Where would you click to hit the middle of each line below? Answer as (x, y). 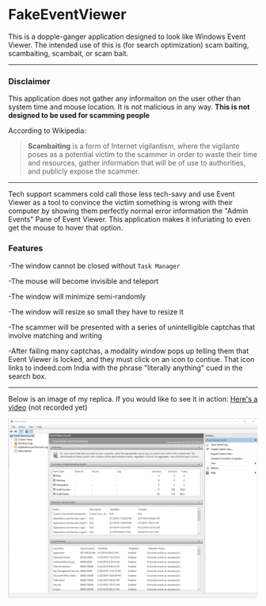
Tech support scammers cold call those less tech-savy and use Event (122, 194)
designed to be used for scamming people (79, 116)
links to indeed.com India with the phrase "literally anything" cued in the (125, 368)
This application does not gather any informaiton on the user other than (125, 99)
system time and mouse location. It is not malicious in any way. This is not (129, 107)
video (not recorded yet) (48, 407)
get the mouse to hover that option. (66, 228)
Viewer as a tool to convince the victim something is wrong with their (121, 203)
